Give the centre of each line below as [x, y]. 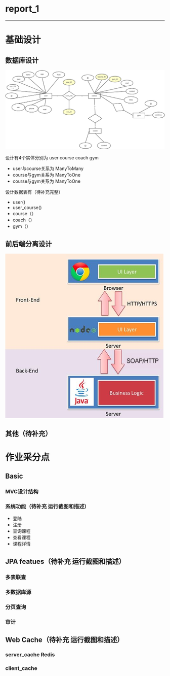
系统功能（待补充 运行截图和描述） [47, 506]
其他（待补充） [29, 434]
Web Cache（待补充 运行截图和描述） [65, 640]
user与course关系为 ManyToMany [48, 168]
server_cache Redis [30, 654]
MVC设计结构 [22, 492]
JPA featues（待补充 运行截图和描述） [65, 561]
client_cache [22, 668]
